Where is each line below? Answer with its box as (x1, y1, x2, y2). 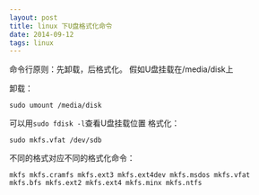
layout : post (9, 13, 58, 22)
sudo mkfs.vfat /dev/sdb (9, 136, 102, 145)
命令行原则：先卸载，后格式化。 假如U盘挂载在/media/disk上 (9, 64, 234, 75)
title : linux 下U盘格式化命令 (9, 22, 113, 31)
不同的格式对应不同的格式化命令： (9, 153, 135, 164)
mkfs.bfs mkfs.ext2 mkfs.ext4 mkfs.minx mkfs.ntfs (9, 179, 203, 188)
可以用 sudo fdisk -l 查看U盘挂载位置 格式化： (9, 118, 180, 129)
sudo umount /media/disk (9, 101, 102, 111)
